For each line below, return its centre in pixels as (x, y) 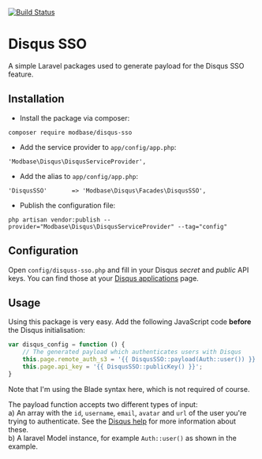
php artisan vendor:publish (54, 220)
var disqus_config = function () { (67, 345)
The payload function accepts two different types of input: (103, 404)
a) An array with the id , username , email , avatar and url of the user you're (127, 412)
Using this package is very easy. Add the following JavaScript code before (130, 322)
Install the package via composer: (75, 118)
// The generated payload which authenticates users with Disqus (132, 352)
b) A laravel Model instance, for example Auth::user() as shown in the (122, 438)
